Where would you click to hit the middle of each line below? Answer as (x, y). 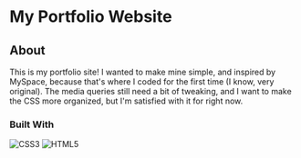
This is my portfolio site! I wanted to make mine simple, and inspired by (143, 72)
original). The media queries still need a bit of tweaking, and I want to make (150, 91)
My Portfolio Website (91, 17)
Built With (32, 124)
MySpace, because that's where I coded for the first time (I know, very (142, 82)
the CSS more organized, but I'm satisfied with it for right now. (126, 101)
